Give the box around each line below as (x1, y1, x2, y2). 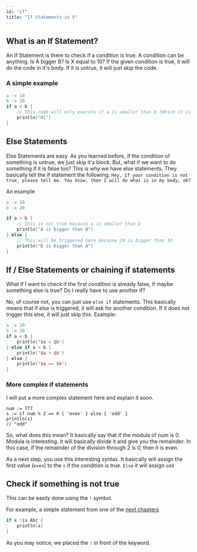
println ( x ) (17, 523, 44, 529)
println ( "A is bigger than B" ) (17, 226, 94, 233)
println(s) (6, 416, 33, 422)
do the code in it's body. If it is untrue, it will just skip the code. (6, 65, 158, 72)
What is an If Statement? (6, 36, 98, 46)
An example (6, 188, 35, 195)
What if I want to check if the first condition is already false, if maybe (6, 281, 173, 288)
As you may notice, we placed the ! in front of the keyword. (6, 539, 151, 546)
